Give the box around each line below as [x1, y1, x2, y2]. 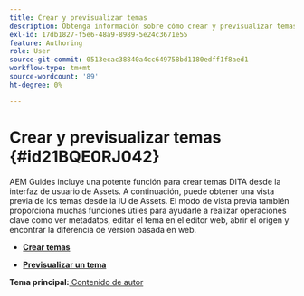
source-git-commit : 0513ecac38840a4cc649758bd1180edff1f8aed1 [9, 55, 249, 64]
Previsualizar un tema [22, 259, 107, 270]
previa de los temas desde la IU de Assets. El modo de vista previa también [9, 195, 290, 206]
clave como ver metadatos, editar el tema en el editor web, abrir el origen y [9, 214, 290, 226]
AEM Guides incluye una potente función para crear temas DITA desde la [9, 176, 281, 187]
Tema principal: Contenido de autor [9, 276, 144, 287]
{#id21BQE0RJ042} [9, 146, 160, 167]
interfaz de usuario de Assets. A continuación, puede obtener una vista [9, 186, 275, 197]
